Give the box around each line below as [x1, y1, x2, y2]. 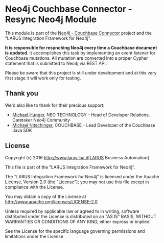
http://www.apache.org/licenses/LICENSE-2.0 [5, 198, 98, 204]
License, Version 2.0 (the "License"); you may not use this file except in [5, 179, 149, 185]
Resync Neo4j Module [5, 14, 97, 25]
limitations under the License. [5, 233, 65, 239]
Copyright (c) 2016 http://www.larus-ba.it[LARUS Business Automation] [5, 154, 149, 160]
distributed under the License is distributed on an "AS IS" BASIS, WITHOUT [5, 213, 157, 219]
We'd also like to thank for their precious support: [5, 102, 105, 108]
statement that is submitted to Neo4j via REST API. [5, 60, 107, 66]
